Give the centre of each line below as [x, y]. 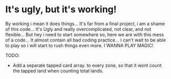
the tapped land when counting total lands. [58, 71]
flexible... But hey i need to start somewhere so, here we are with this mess [85, 34]
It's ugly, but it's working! [61, 9]
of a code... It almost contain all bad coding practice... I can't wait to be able [85, 40]
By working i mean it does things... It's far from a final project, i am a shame [85, 24]
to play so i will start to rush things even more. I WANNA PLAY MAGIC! [80, 45]
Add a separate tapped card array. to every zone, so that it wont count [87, 65]
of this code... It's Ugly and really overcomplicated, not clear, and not [78, 29]
